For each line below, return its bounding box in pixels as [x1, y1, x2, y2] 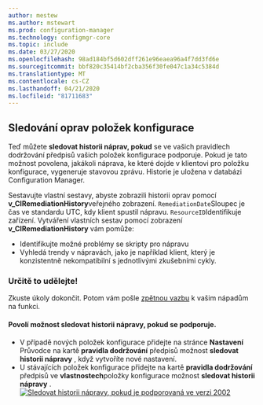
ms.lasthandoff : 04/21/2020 [8, 84, 100, 93]
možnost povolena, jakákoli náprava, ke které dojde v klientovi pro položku [8, 159, 250, 168]
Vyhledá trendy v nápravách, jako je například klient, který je [19, 248, 216, 257]
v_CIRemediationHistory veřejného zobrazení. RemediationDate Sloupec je [8, 199, 246, 208]
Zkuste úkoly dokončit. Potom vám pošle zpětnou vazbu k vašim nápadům [8, 293, 249, 303]
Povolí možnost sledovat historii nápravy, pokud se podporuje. [8, 319, 217, 329]
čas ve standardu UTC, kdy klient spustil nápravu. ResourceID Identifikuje [8, 208, 242, 217]
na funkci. [8, 302, 41, 311]
